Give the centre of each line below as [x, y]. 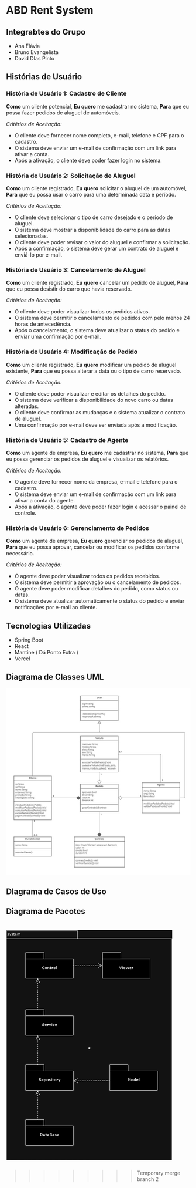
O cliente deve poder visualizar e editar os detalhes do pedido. [90, 393]
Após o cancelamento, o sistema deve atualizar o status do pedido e [97, 330]
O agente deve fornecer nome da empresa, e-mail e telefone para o [96, 481]
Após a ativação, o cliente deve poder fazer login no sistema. [88, 160]
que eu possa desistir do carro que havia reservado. [69, 289]
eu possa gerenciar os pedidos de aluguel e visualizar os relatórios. [87, 459]
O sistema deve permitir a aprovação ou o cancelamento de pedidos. [98, 582]
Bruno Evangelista [36, 52]
